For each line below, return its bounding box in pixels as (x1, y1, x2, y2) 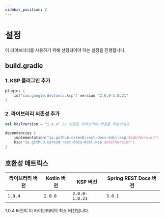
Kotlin (46, 175, 60, 182)
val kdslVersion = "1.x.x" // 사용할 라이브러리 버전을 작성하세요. (5, 122, 132, 127)
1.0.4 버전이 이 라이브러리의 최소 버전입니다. (5, 208, 89, 214)
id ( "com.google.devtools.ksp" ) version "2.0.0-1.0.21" (14, 93, 129, 98)
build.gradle (5, 61, 43, 70)
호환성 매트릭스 (5, 159, 49, 167)
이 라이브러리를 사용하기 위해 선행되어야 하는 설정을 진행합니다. (5, 47, 126, 53)
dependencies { (5, 131, 36, 136)
